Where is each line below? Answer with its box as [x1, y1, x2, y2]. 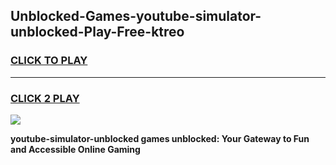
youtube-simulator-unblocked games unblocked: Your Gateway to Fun [10, 132, 310, 144]
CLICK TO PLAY [10, 54, 88, 68]
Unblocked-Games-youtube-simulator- [10, 8, 262, 25]
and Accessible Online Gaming [10, 143, 141, 155]
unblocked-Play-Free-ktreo [10, 24, 185, 41]
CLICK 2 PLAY [10, 91, 80, 105]
